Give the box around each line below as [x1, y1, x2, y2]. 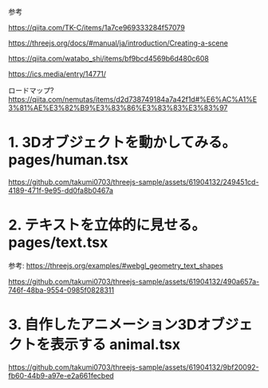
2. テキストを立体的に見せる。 [8, 216, 206, 234]
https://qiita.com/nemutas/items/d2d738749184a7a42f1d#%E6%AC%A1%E [8, 95, 258, 104]
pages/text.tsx [8, 233, 108, 252]
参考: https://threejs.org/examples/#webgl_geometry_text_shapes [8, 261, 223, 270]
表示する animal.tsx [50, 335, 181, 354]
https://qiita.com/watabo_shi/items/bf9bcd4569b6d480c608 [8, 54, 209, 63]
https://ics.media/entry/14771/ [8, 69, 106, 78]
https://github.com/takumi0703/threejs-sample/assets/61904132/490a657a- [8, 276, 260, 286]
